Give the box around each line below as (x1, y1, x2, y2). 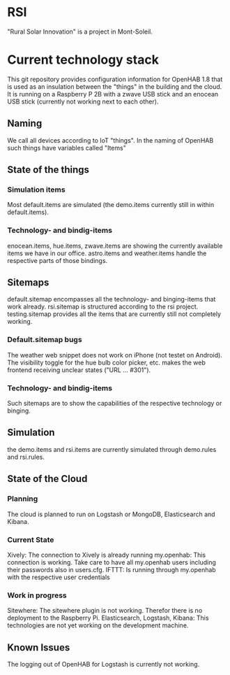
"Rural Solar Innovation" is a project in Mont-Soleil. (7, 27, 153, 36)
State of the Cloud (7, 473, 88, 485)
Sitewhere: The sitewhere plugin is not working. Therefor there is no (7, 606, 203, 615)
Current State (7, 534, 54, 544)
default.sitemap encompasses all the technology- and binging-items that (7, 295, 216, 304)
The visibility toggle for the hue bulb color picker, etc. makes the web (7, 358, 206, 367)
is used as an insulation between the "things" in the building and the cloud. (7, 82, 222, 91)
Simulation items (7, 185, 66, 194)
